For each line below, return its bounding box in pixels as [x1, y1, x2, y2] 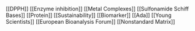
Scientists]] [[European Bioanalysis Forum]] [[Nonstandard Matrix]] [6, 18, 175, 25]
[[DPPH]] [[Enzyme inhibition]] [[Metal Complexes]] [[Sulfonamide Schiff [6, 5, 189, 12]
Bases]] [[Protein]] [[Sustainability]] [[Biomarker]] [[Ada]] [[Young [6, 12, 172, 19]
